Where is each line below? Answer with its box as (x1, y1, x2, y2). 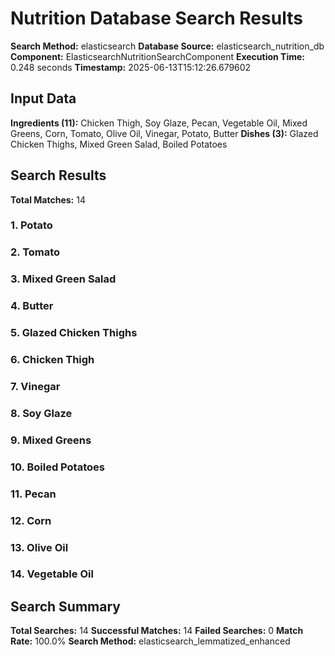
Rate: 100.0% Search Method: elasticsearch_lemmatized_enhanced (10, 635, 291, 647)
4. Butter (10, 299, 54, 313)
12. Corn (10, 513, 52, 527)
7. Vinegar (10, 380, 61, 394)
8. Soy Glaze (10, 406, 73, 420)
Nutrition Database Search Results (10, 7, 303, 30)
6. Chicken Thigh (10, 353, 95, 367)
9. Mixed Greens (10, 433, 92, 447)
